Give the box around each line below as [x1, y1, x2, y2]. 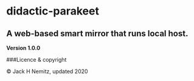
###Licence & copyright [6, 56, 67, 63]
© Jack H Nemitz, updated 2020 [6, 68, 88, 75]
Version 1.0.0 [6, 44, 41, 51]
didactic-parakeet [6, 4, 99, 18]
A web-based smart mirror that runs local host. [6, 28, 189, 39]
